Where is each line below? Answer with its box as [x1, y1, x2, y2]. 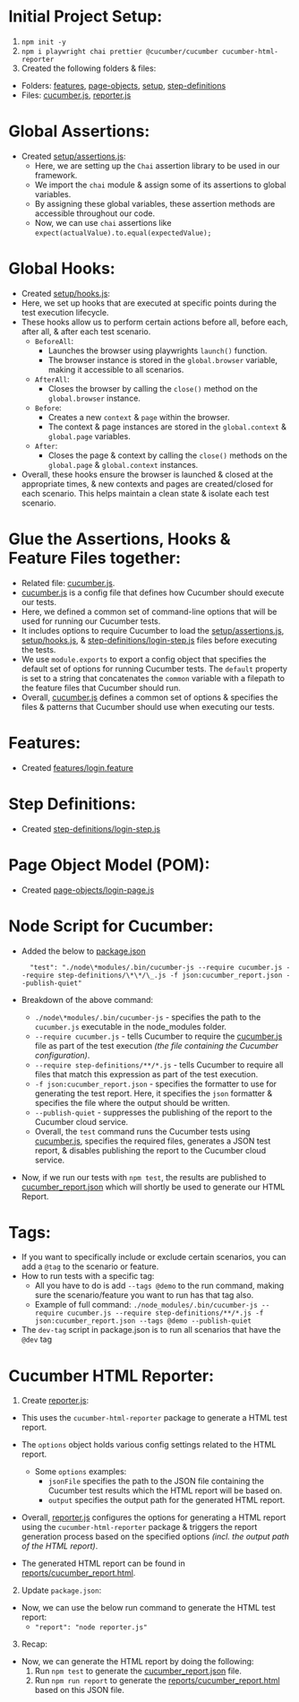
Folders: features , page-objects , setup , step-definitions [21, 80, 226, 91]
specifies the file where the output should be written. [34, 1097, 230, 1108]
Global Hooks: [8, 258, 115, 279]
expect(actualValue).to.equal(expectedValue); [34, 229, 212, 238]
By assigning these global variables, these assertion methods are [34, 198, 276, 209]
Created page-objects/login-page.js [21, 885, 155, 895]
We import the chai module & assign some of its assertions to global [34, 179, 286, 190]
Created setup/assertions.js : [21, 151, 126, 161]
